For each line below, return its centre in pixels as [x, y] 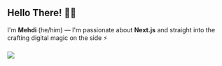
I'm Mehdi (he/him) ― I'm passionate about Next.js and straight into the [111, 29]
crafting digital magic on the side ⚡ [57, 38]
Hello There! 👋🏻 [42, 13]
